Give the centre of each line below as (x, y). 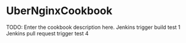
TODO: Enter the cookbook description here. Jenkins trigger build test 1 (93, 27)
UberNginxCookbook (59, 11)
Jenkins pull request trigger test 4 (47, 33)
